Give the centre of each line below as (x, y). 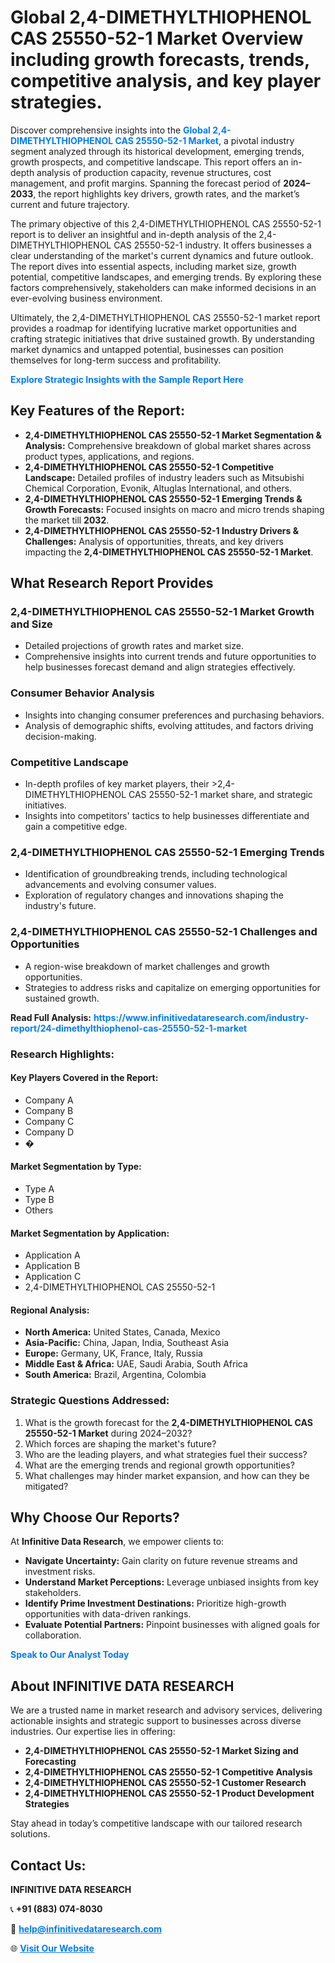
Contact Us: (48, 1865)
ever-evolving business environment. (86, 298)
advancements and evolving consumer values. (120, 885)
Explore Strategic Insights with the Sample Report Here (127, 379)
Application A (52, 1255)
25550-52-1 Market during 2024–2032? (108, 1433)
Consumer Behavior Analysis (82, 693)
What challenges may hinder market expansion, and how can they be (167, 1475)
